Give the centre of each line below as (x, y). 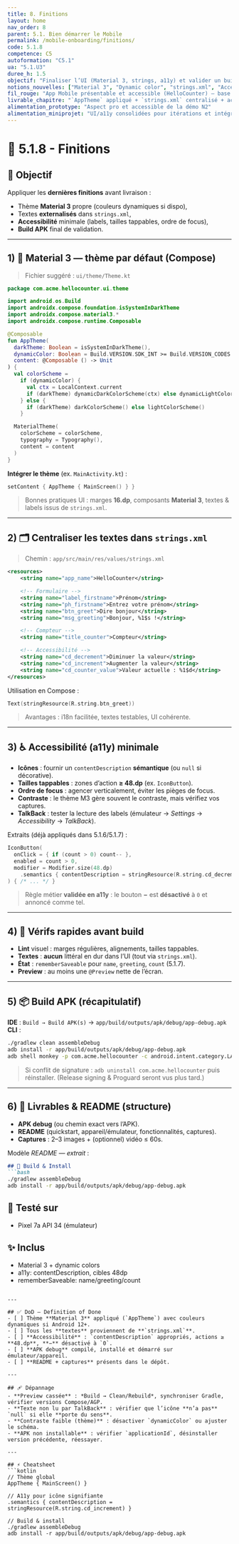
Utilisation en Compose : (43, 691)
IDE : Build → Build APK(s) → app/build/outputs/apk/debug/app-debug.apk (117, 1023)
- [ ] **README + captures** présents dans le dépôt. (89, 1362)
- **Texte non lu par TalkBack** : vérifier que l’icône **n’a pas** (113, 1408)
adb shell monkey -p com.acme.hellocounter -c (78, 1056)
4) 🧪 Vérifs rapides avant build (76, 932)
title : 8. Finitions (38, 14)
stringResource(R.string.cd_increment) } (70, 1508)
